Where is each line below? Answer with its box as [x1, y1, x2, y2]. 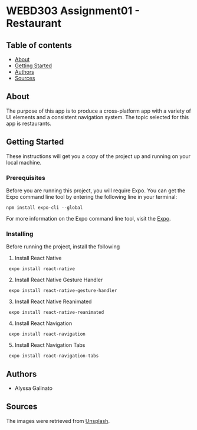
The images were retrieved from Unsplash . [6, 417, 110, 424]
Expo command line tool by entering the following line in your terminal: [6, 193, 178, 200]
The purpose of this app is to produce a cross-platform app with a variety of [6, 107, 192, 114]
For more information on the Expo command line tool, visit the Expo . [6, 215, 171, 222]
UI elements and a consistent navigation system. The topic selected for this [6, 113, 189, 120]
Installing [6, 229, 34, 238]
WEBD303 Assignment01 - [6, 4, 140, 18]
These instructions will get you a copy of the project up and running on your [6, 152, 191, 160]
